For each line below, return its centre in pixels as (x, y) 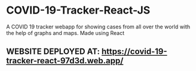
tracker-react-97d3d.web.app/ (65, 61)
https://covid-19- (134, 52)
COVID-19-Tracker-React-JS (78, 10)
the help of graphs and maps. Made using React (65, 33)
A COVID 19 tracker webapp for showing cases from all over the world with (98, 27)
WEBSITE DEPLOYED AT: (53, 52)
